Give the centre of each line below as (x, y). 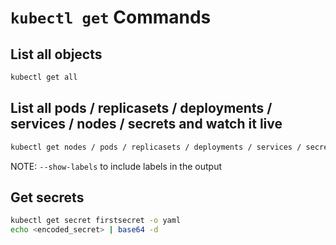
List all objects (56, 54)
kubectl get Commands (111, 17)
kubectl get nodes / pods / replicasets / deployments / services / (156, 147)
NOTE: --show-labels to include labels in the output (116, 166)
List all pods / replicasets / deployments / (141, 108)
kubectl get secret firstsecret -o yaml (96, 221)
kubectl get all (44, 77)
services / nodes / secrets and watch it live (146, 124)
